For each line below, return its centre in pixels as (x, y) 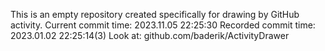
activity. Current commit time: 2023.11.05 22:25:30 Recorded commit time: (163, 25)
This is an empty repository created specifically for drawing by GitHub (155, 14)
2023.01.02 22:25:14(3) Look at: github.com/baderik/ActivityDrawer (150, 35)
